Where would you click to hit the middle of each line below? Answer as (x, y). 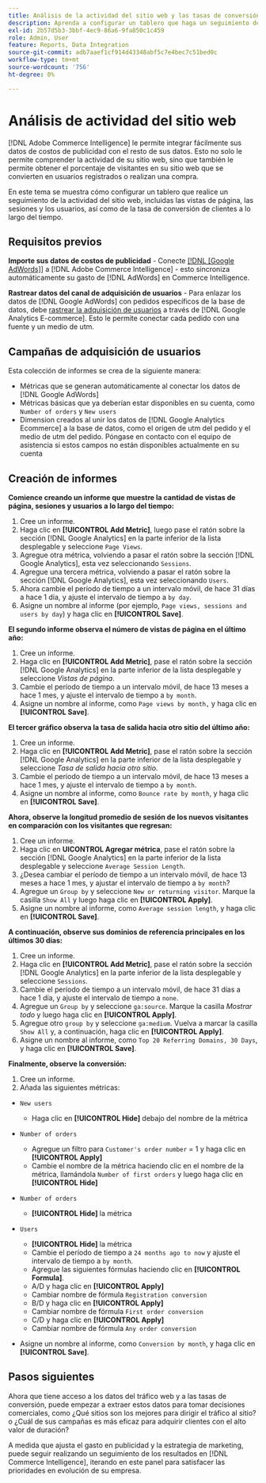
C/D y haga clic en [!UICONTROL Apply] (98, 1320)
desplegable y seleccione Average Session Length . (103, 866)
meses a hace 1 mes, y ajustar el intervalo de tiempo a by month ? (125, 883)
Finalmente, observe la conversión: (68, 1064)
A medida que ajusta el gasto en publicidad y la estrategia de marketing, (126, 1445)
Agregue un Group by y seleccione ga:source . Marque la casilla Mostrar (136, 1006)
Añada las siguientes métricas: (70, 1087)
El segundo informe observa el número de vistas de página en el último (127, 629)
